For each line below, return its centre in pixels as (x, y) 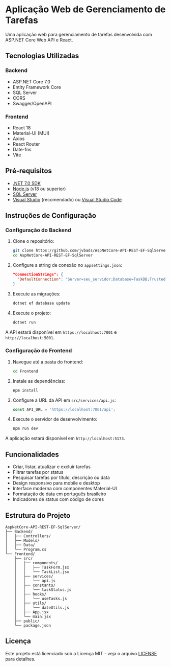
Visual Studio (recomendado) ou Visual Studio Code (67, 199)
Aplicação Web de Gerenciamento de (85, 9)
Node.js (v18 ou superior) (39, 189)
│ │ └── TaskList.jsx (42, 572)
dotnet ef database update (41, 303)
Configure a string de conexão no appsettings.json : (67, 265)
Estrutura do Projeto (38, 515)
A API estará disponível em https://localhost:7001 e (61, 332)
